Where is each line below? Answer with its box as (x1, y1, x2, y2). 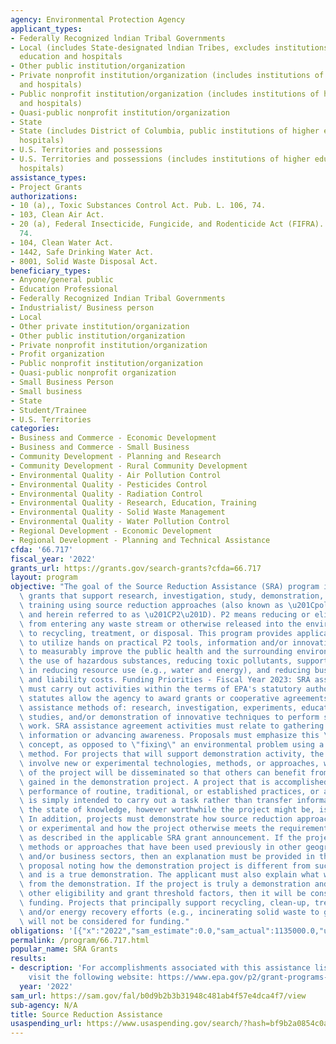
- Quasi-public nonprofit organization (10, 368, 177, 378)
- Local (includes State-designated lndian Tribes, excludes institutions (10, 42, 329, 53)
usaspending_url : (10, 1019, 83, 1029)
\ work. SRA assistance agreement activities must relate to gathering (19, 721, 325, 731)
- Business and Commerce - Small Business (10, 442, 190, 453)
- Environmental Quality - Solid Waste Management (10, 507, 226, 518)
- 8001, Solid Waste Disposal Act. (10, 256, 159, 266)
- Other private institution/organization (10, 321, 190, 331)
